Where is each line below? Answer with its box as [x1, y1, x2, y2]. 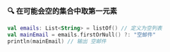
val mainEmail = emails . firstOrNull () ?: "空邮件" [7, 32, 157, 39]
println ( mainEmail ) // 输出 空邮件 [7, 38, 107, 45]
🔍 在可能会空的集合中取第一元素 [7, 6, 118, 15]
